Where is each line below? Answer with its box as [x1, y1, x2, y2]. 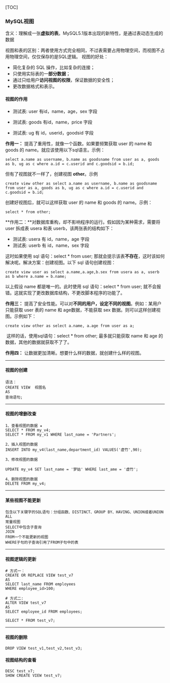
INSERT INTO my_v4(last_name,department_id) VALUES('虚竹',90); [5, 447, 142, 452]
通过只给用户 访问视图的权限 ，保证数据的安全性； [12, 77, 115, 83]
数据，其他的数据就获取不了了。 [5, 339, 72, 345]
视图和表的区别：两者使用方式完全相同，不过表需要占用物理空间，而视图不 [5, 48, 160, 54]
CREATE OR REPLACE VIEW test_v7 [5, 573, 73, 578]
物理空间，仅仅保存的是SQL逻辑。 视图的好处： [9, 54, 109, 60]
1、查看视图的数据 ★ [5, 423, 42, 428]
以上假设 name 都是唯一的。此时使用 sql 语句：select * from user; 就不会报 [5, 283, 161, 289]
